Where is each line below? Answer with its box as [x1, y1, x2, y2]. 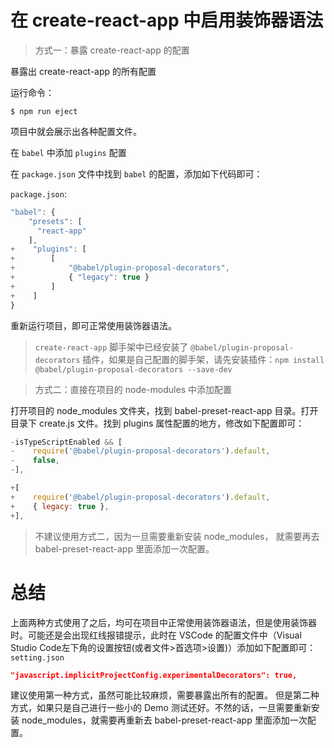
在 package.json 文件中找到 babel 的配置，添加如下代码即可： [10, 167, 263, 180]
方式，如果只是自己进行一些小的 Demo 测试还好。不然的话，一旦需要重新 [10, 702, 312, 714]
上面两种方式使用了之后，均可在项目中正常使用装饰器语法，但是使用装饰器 [10, 616, 317, 628]
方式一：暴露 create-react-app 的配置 [34, 44, 190, 56]
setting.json [10, 652, 65, 663]
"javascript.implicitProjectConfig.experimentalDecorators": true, [10, 670, 298, 680]
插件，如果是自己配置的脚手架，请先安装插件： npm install [82, 353, 325, 365]
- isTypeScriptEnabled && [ [10, 437, 123, 447]
